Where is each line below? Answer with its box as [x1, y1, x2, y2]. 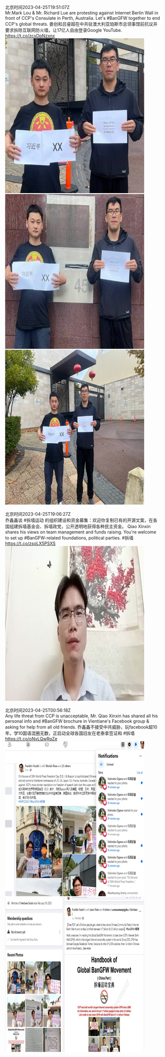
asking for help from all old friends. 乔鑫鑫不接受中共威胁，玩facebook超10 [5, 724, 158, 730]
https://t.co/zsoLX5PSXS [5, 540, 56, 546]
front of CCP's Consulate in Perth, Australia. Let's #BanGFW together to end [5, 15, 161, 21]
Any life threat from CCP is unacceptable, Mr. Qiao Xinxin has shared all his [5, 713, 158, 719]
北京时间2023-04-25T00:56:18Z [5, 707, 71, 713]
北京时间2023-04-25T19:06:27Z [5, 511, 71, 517]
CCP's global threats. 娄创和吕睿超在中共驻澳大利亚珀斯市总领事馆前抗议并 [5, 21, 158, 27]
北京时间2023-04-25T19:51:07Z [5, 4, 70, 10]
